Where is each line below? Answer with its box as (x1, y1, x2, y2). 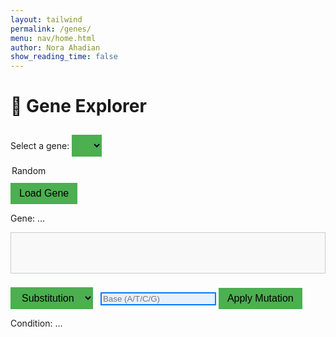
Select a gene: (10, 140, 70, 152)
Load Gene (19, 187, 70, 200)
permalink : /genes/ (10, 24, 92, 34)
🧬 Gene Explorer (10, 95, 147, 118)
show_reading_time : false (10, 52, 118, 62)
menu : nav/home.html (10, 33, 97, 43)
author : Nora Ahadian (10, 42, 101, 53)
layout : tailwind (10, 14, 83, 25)
